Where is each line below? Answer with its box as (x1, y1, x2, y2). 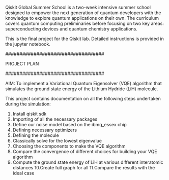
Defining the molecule (12, 132, 60, 138)
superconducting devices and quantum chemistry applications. (5, 26, 137, 32)
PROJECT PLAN (5, 61, 39, 66)
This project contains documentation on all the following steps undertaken (5, 96, 161, 101)
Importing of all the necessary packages (12, 116, 98, 122)
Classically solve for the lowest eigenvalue (12, 138, 102, 143)
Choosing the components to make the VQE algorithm (12, 143, 126, 149)
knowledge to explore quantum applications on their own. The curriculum (5, 15, 159, 21)
